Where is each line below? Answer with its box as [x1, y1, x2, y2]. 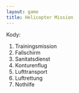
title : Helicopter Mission [6, 14, 74, 20]
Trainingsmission [14, 43, 57, 50]
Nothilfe [14, 80, 35, 88]
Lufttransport [14, 68, 48, 75]
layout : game [6, 8, 39, 15]
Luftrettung [14, 74, 43, 82]
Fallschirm [14, 49, 41, 56]
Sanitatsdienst [14, 55, 51, 62]
